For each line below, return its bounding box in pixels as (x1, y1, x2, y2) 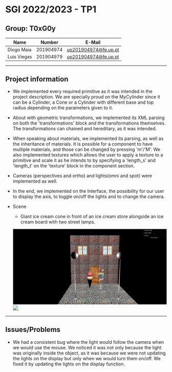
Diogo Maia (7, 46, 32, 52)
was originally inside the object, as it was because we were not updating (12, 350, 166, 356)
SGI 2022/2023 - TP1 (5, 4, 96, 15)
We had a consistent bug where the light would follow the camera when (12, 339, 164, 345)
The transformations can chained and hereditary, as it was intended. (12, 126, 157, 132)
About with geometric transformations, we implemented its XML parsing (12, 114, 165, 121)
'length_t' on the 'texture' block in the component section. (12, 163, 135, 169)
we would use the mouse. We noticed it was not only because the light (12, 344, 162, 350)
